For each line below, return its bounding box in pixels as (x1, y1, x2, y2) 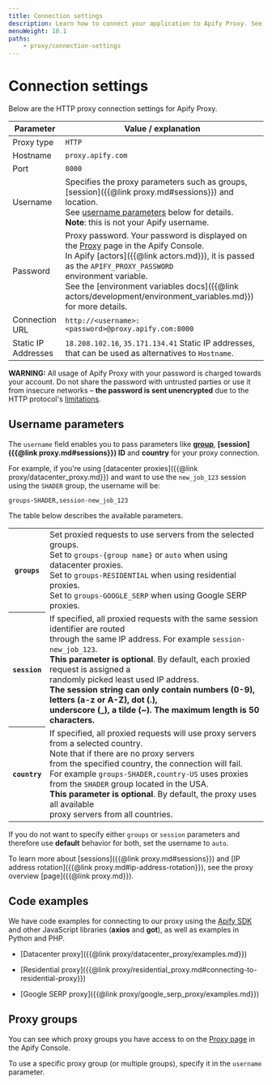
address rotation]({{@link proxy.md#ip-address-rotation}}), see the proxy (8, 862, 253, 872)
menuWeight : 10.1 (8, 27, 67, 35)
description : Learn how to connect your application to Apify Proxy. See (8, 19, 263, 28)
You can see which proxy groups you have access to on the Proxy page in (8, 1034, 255, 1044)
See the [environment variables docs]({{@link (65, 281, 239, 292)
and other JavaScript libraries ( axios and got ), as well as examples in (8, 924, 240, 934)
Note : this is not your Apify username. (65, 217, 210, 228)
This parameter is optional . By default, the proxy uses (49, 788, 257, 800)
